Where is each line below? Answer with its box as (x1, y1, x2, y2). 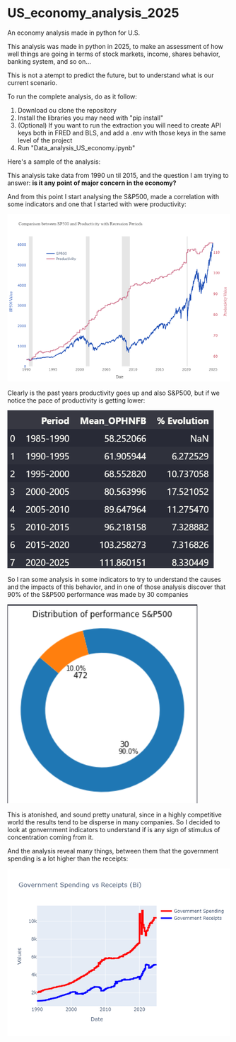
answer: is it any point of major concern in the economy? (7, 179, 177, 187)
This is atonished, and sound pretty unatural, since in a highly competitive (7, 810, 223, 819)
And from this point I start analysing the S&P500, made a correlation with (7, 192, 220, 201)
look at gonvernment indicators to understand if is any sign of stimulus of (7, 825, 220, 834)
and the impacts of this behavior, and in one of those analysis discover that (7, 583, 226, 591)
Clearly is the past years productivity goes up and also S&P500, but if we (7, 388, 220, 397)
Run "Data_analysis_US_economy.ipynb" (17, 143, 136, 152)
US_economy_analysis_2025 (7, 5, 179, 21)
